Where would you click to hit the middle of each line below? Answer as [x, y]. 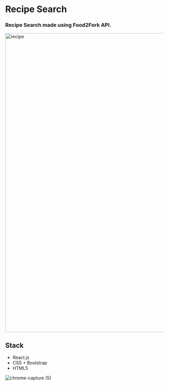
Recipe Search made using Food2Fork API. [58, 25]
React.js [21, 358]
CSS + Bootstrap [30, 363]
